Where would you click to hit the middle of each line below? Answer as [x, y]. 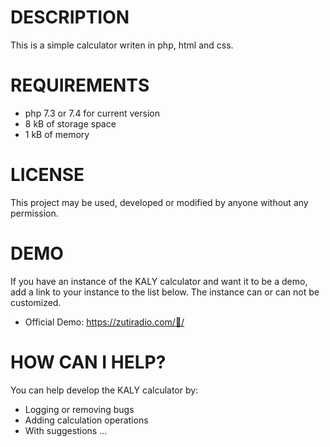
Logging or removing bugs [79, 409]
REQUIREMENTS [80, 85]
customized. [36, 302]
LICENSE [47, 175]
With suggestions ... [66, 430]
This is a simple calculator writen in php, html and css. [122, 45]
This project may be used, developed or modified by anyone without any [159, 202]
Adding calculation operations [86, 420]
